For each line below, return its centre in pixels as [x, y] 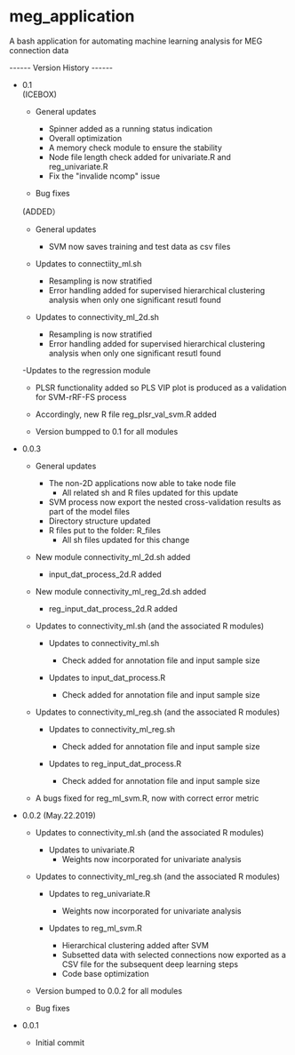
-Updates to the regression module [86, 370]
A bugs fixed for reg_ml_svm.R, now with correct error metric [147, 798]
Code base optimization [105, 973]
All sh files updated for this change [126, 539]
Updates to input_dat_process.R [107, 677]
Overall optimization [85, 138]
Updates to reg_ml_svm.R [95, 928]
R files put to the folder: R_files [105, 530]
